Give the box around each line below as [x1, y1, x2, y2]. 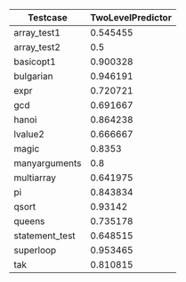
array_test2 [13, 41, 61, 53]
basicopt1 [13, 55, 56, 68]
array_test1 [13, 27, 61, 38]
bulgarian [13, 70, 53, 82]
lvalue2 [13, 129, 44, 140]
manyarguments [13, 157, 82, 169]
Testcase [28, 12, 69, 23]
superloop [13, 245, 57, 256]
